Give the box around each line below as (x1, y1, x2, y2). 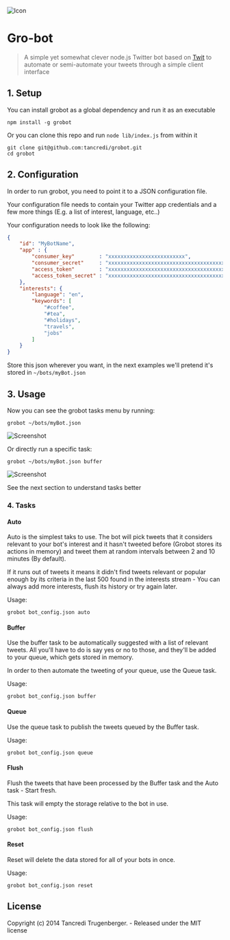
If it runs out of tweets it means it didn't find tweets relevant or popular (7, 568, 207, 576)
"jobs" (43, 330, 63, 336)
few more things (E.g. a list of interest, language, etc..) (7, 208, 160, 216)
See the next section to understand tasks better (7, 484, 142, 491)
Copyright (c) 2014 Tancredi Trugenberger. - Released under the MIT (7, 919, 202, 927)
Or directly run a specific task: (7, 445, 92, 453)
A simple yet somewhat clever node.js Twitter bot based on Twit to (23, 53, 212, 61)
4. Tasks (7, 500, 36, 510)
